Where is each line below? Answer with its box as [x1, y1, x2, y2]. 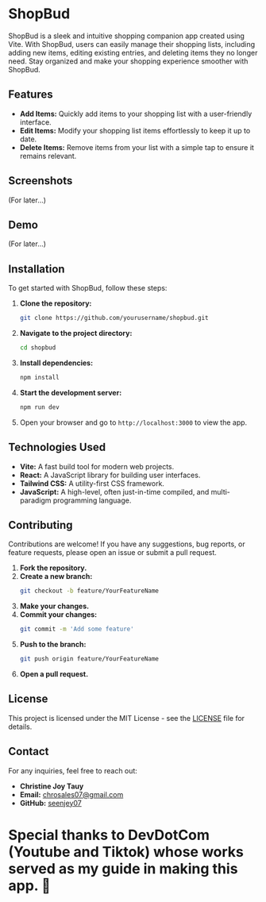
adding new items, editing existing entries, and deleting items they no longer [8, 48, 258, 57]
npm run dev [19, 403, 60, 411]
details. [8, 722, 33, 731]
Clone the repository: [19, 299, 92, 308]
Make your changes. [19, 601, 90, 611]
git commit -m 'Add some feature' [19, 625, 134, 634]
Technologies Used [8, 441, 106, 454]
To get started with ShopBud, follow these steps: [8, 283, 168, 293]
